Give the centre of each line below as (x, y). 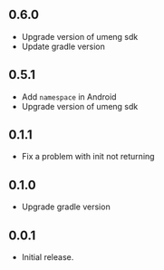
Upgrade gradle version (66, 207)
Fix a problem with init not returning (88, 157)
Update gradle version (63, 46)
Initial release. (48, 257)
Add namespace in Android (69, 96)
